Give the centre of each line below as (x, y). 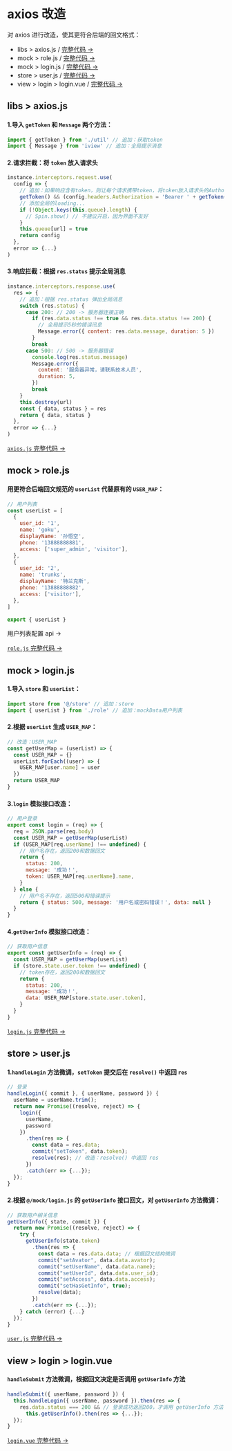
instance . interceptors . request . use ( (60, 178)
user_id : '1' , (40, 524)
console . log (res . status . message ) (80, 357)
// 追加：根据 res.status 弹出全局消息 (71, 299)
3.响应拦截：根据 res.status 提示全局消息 (66, 271)
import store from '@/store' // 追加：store (71, 704)
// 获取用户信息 (27, 947)
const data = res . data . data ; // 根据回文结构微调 (106, 1254)
